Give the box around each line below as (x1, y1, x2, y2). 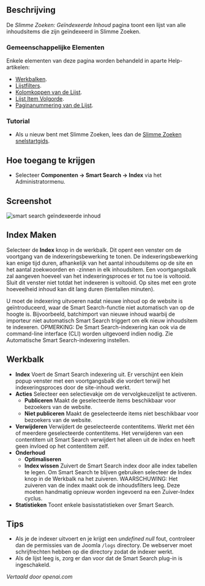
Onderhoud (15, 448, 46, 456)
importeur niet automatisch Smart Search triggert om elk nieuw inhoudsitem (6, 316, 198, 324)
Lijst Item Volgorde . (15, 95, 64, 103)
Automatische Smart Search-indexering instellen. (6, 336, 130, 343)
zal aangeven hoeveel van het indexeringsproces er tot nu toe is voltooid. (6, 272, 191, 279)
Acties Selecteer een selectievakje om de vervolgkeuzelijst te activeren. (15, 390, 197, 397)
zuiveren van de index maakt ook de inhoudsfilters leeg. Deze (24, 482, 181, 489)
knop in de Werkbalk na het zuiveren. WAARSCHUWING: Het (24, 475, 178, 482)
